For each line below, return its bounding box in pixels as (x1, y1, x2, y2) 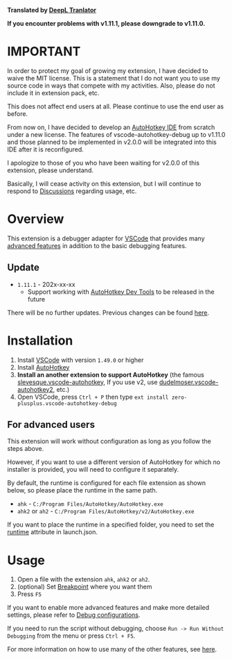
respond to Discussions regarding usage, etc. (7, 187, 137, 195)
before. (7, 109, 28, 117)
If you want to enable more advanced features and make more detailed (7, 604, 210, 612)
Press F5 (17, 590, 42, 598)
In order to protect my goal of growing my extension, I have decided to (7, 66, 208, 75)
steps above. (7, 445, 44, 453)
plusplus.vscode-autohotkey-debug (17, 399, 117, 407)
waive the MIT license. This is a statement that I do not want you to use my (7, 74, 220, 82)
